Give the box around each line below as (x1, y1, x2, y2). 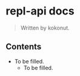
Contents (5, 42, 42, 52)
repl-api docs (5, 4, 75, 18)
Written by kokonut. (20, 24, 70, 31)
